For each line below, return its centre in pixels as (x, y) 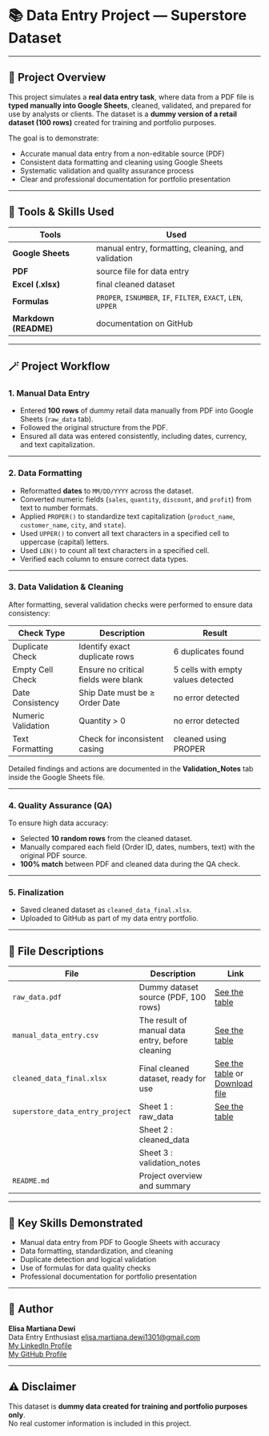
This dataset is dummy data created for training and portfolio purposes (128, 1406)
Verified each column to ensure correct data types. (104, 559)
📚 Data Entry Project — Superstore (127, 16)
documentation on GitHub (145, 323)
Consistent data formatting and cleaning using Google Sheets (121, 162)
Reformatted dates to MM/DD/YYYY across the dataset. (106, 490)
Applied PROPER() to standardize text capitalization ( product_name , (127, 516)
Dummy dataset (169, 987)
